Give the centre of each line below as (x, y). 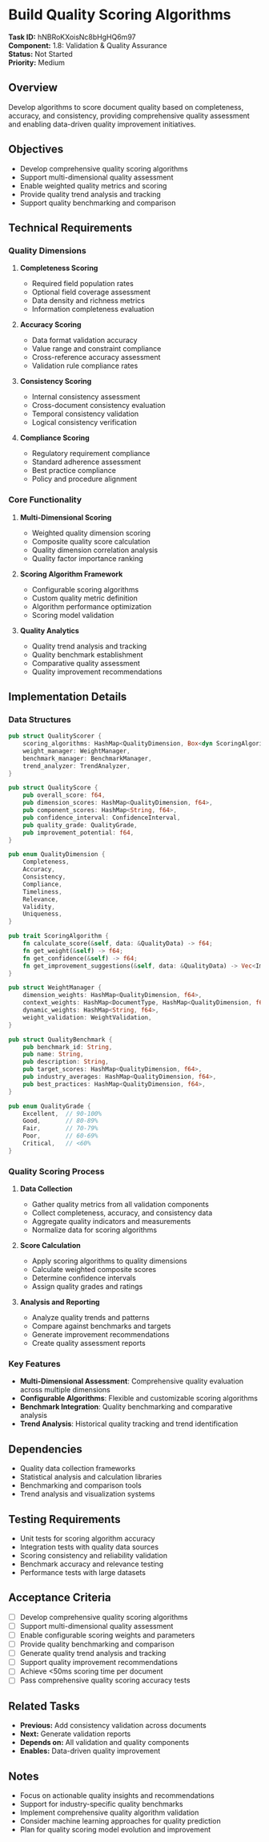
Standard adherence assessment (86, 462)
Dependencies (45, 1449)
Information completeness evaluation (93, 309)
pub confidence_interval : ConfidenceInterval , (102, 818)
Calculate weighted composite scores (94, 1270)
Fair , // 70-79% (60, 1129)
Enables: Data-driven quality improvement (90, 1751)
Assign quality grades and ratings (87, 1287)
